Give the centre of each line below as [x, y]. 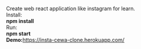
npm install [20, 21]
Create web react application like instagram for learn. [71, 9]
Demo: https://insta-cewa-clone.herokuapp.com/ [65, 40]
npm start [18, 34]
